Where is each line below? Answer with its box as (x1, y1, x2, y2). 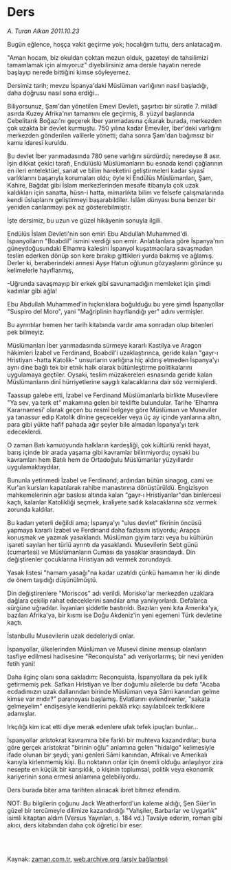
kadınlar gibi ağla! (7, 287, 57, 295)
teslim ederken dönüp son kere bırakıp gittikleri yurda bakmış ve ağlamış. (7, 252, 214, 260)
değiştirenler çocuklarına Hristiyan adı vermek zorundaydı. (7, 555, 173, 564)
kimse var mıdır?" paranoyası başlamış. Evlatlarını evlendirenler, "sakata (7, 695, 210, 703)
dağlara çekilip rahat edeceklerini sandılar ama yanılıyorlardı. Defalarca (7, 596, 208, 605)
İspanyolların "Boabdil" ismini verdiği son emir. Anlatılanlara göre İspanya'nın (7, 236, 224, 245)
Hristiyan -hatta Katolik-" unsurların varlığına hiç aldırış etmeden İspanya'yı (7, 355, 219, 364)
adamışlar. (7, 709, 36, 717)
